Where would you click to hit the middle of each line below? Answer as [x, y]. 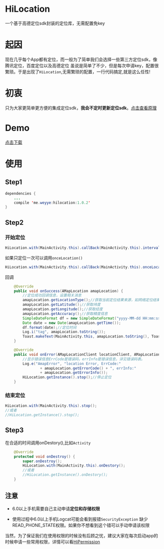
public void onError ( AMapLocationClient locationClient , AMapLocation [87, 354]
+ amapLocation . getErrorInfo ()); [74, 373]
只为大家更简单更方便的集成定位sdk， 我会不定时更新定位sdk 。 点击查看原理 [81, 108]
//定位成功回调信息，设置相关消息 [52, 295]
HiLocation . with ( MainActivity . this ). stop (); [51, 406]
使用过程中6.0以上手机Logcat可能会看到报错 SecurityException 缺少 [80, 519]
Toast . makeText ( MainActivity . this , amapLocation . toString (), [86, 337]
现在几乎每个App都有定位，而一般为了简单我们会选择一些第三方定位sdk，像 [81, 59]
